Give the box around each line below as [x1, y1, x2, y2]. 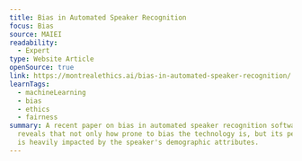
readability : [9, 38, 58, 47]
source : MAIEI [9, 30, 63, 38]
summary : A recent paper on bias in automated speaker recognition [9, 122, 268, 131]
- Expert [17, 47, 50, 55]
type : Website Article [9, 55, 94, 64]
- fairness [17, 113, 58, 122]
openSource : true [9, 64, 75, 72]
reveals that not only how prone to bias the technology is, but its [17, 130, 283, 139]
